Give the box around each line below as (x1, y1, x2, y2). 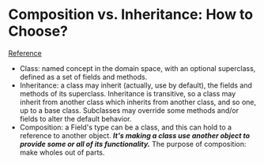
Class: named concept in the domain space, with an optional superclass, (19, 63, 256, 73)
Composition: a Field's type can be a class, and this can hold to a (19, 122, 232, 132)
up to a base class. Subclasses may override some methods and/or (19, 105, 239, 115)
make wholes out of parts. (19, 148, 105, 157)
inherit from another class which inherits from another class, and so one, (19, 97, 257, 107)
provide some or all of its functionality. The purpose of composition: (19, 139, 247, 148)
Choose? (8, 22, 69, 40)
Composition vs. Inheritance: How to (8, 6, 254, 24)
